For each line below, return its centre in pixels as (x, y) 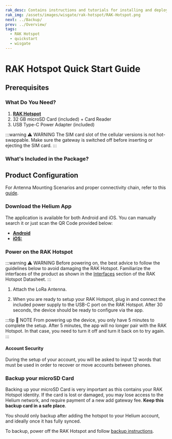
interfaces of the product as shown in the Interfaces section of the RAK (80, 274)
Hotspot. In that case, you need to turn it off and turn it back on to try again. (85, 331)
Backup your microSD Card (40, 378)
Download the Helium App (38, 206)
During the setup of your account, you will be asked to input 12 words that (83, 359)
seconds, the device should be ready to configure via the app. (78, 310)
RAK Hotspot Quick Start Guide (73, 69)
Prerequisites (27, 88)
